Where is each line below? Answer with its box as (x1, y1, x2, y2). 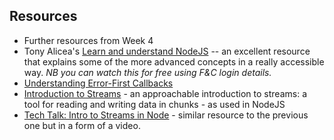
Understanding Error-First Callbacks (23, 77, 174, 89)
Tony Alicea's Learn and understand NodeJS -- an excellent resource (23, 45, 311, 57)
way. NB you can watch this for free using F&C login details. (23, 66, 272, 78)
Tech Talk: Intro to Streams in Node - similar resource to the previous (23, 109, 309, 121)
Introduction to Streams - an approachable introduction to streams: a (23, 87, 308, 99)
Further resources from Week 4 (23, 34, 154, 46)
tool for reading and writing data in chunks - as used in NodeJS (23, 98, 286, 110)
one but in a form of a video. (23, 119, 141, 131)
